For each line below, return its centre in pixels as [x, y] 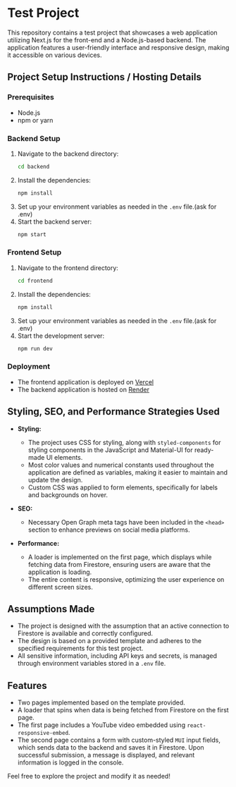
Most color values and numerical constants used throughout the [121, 465]
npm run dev [35, 348]
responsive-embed [43, 733]
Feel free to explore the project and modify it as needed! [89, 776]
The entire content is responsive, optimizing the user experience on [126, 579]
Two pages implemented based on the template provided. [101, 702]
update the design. [55, 480]
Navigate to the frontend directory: [68, 268]
